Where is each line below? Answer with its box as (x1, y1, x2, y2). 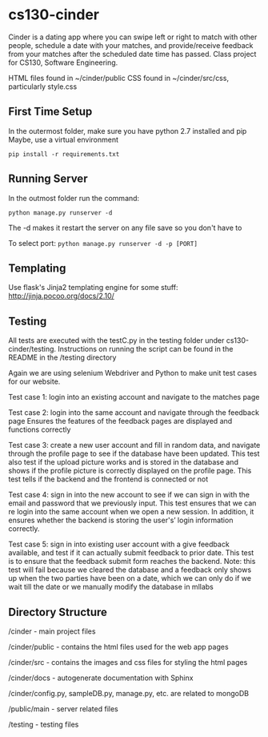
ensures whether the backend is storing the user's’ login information (8, 515, 234, 526)
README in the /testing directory (8, 352, 117, 362)
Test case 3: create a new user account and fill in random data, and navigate (8, 441, 261, 450)
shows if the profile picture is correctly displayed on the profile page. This (8, 466, 252, 476)
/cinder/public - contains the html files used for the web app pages (8, 642, 230, 651)
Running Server (8, 172, 88, 186)
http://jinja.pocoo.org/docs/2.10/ (8, 291, 114, 301)
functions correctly (8, 425, 71, 434)
